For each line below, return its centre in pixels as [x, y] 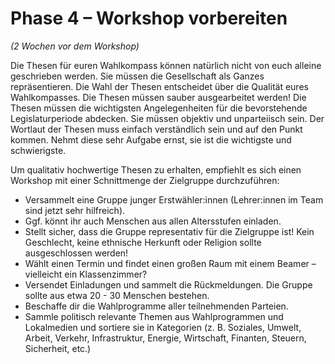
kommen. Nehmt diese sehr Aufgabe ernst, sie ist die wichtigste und [151, 139]
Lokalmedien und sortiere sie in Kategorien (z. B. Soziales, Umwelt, [163, 327]
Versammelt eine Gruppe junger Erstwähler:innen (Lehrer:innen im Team [174, 199]
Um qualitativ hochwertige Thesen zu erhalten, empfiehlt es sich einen [156, 169]
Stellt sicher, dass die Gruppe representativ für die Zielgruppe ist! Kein [169, 231]
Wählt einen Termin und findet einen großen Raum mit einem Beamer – [170, 263]
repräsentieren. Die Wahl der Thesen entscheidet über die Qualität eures [159, 86]
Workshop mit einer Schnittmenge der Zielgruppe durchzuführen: [145, 180]
